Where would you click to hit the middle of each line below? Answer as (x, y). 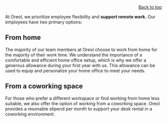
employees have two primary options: (44, 22)
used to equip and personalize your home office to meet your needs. (75, 70)
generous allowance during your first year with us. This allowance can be (80, 65)
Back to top (150, 7)
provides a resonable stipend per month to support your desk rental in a (79, 109)
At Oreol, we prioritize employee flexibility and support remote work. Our (80, 17)
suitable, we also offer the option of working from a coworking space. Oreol (83, 103)
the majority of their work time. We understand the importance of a (74, 55)
